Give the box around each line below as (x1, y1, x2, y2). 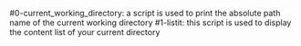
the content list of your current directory (9, 27, 161, 37)
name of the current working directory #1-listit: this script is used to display (9, 17, 292, 28)
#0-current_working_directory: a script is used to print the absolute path (9, 8, 281, 18)
